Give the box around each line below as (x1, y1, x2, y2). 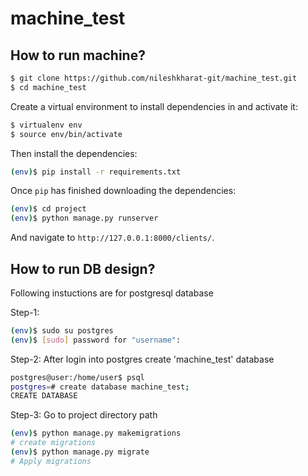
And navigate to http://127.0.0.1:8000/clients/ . (10, 232, 215, 244)
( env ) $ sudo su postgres (10, 325, 114, 336)
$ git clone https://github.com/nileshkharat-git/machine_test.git (10, 73, 298, 83)
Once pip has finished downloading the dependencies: (10, 185, 237, 197)
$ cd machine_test (10, 82, 87, 92)
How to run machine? (10, 47, 146, 64)
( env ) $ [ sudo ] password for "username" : (10, 335, 182, 345)
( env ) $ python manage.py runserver (10, 213, 159, 224)
